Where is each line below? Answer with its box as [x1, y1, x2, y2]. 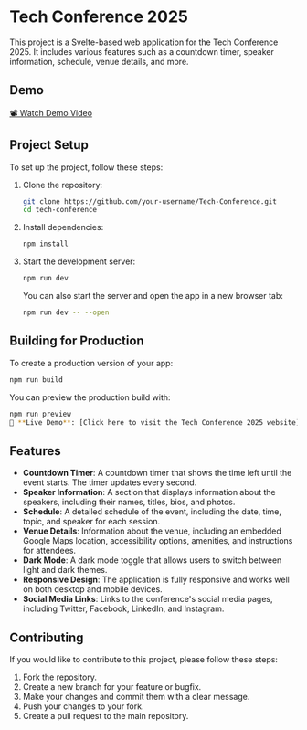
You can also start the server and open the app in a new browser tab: [22, 291, 283, 302]
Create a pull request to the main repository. [22, 711, 189, 721]
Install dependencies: [22, 222, 104, 233]
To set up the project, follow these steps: [9, 162, 164, 173]
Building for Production [9, 333, 144, 349]
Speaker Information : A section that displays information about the [22, 487, 276, 498]
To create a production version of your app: [9, 357, 174, 368]
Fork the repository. [22, 672, 98, 682]
